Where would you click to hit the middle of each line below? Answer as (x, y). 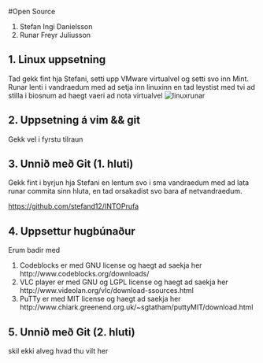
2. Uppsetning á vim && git (74, 120)
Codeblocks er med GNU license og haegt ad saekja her (111, 265)
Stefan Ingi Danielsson (56, 26)
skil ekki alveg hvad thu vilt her (58, 351)
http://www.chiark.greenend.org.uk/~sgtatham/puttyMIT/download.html (136, 307)
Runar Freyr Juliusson (55, 35)
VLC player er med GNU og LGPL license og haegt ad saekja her (124, 282)
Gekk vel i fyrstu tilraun (46, 139)
